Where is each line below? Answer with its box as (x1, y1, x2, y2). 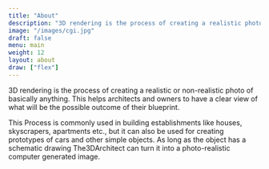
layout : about (8, 57, 56, 65)
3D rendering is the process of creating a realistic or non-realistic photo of (8, 85, 254, 95)
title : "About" (8, 11, 59, 20)
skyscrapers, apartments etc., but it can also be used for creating (8, 126, 224, 136)
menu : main (8, 41, 45, 49)
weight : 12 (8, 49, 45, 57)
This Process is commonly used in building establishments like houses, (8, 117, 243, 128)
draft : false (8, 33, 52, 42)
